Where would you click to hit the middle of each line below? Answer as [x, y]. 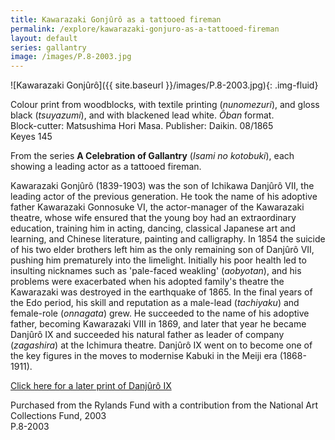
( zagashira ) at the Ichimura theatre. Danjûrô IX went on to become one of [161, 345]
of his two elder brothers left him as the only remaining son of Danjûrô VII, [162, 250]
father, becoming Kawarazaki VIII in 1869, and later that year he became [158, 324]
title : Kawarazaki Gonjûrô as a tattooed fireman [116, 19]
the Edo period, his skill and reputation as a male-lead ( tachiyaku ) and [155, 303]
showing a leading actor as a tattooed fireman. [106, 167]
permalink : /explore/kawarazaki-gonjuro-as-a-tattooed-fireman [145, 29]
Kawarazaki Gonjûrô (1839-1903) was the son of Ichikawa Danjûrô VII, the [162, 186]
